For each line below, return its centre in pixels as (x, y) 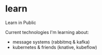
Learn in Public (21, 22)
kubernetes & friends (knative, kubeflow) (55, 47)
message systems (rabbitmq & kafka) (51, 42)
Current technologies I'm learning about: (47, 32)
